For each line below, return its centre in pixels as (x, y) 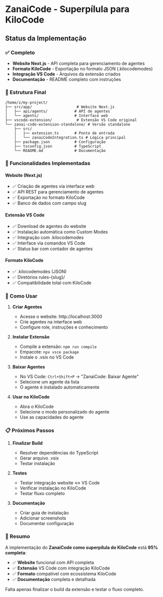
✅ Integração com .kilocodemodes (48, 237)
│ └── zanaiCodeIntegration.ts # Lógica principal (70, 138)
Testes (20, 473)
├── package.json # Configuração (60, 142)
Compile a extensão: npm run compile (58, 346)
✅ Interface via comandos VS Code (49, 243)
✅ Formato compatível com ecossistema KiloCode (64, 573)
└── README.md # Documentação (60, 151)
